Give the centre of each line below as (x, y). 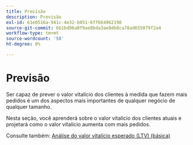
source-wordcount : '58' (35, 39)
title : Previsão (26, 11)
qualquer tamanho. (29, 106)
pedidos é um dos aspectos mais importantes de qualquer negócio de (91, 101)
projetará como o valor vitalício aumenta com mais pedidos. (78, 124)
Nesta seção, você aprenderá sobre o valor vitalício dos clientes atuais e (94, 118)
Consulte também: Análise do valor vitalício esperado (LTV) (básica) (88, 136)
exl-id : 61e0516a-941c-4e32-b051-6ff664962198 (64, 22)
